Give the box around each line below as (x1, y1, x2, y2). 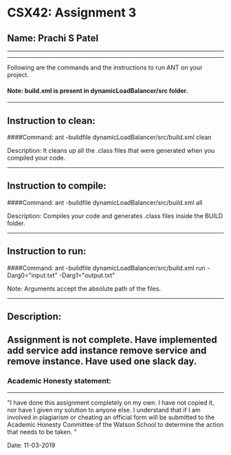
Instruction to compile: (7, 180, 107, 192)
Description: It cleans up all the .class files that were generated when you (7, 147, 215, 155)
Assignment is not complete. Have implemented (7, 334, 218, 346)
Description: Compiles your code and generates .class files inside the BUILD (7, 211, 223, 220)
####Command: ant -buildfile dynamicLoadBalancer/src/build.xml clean (7, 133, 212, 142)
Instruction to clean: (7, 115, 96, 127)
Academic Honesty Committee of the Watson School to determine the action (7, 420, 224, 428)
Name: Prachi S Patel (7, 32, 98, 44)
